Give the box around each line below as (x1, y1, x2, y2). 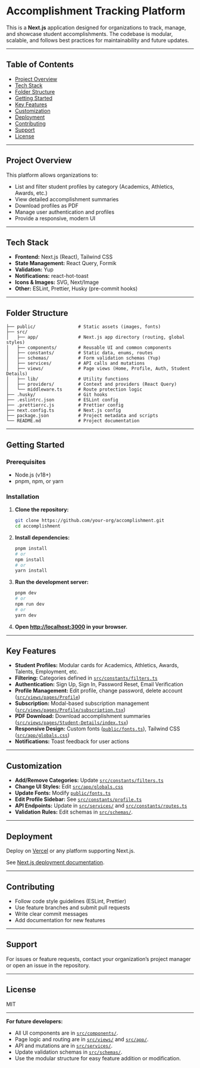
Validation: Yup (14, 266, 54, 273)
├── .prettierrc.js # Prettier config (6, 402, 124, 409)
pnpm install (14, 545, 48, 551)
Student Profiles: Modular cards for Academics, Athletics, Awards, (14, 662, 179, 669)
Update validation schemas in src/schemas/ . (14, 1048, 123, 1055)
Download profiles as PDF (14, 202, 79, 209)
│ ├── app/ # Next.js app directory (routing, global (6, 334, 185, 340)
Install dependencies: (14, 533, 70, 541)
